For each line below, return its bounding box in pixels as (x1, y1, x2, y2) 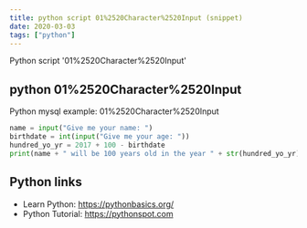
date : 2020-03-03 (9, 22, 76, 31)
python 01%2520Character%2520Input (9, 81, 242, 97)
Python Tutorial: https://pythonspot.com (22, 208, 174, 219)
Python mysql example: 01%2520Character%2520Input (9, 106, 219, 117)
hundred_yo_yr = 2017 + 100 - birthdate (9, 140, 166, 150)
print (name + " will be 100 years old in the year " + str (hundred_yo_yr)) (9, 149, 304, 158)
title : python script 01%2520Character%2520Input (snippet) (9, 13, 244, 23)
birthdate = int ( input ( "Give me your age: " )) (9, 132, 190, 141)
